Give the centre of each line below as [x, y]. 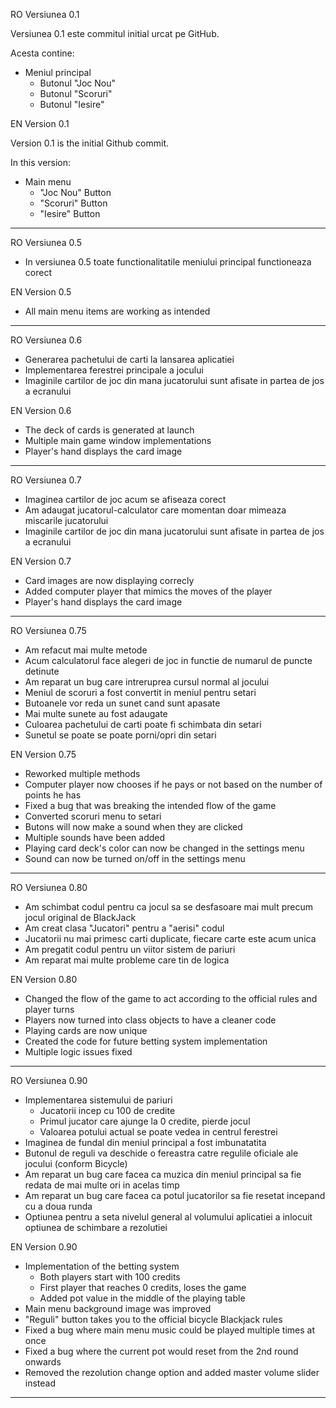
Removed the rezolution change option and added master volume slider [172, 1372]
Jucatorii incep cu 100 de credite [107, 1110]
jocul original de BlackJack [80, 917]
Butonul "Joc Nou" [78, 83]
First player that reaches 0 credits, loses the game [143, 1287]
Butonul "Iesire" [72, 104]
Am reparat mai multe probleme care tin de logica [127, 960]
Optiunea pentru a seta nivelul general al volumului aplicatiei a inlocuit [168, 1217]
